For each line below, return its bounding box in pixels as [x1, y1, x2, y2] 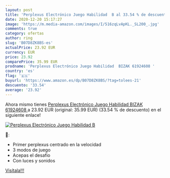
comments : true [5, 26, 37, 31]
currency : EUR [5, 50, 35, 55]
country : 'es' [5, 69, 35, 74]
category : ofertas [5, 31, 44, 36]
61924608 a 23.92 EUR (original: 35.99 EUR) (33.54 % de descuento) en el [5, 107, 161, 113]
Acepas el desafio [12, 152, 51, 158]
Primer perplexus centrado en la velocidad [12, 141, 101, 147]
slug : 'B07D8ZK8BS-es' [5, 40, 53, 46]
